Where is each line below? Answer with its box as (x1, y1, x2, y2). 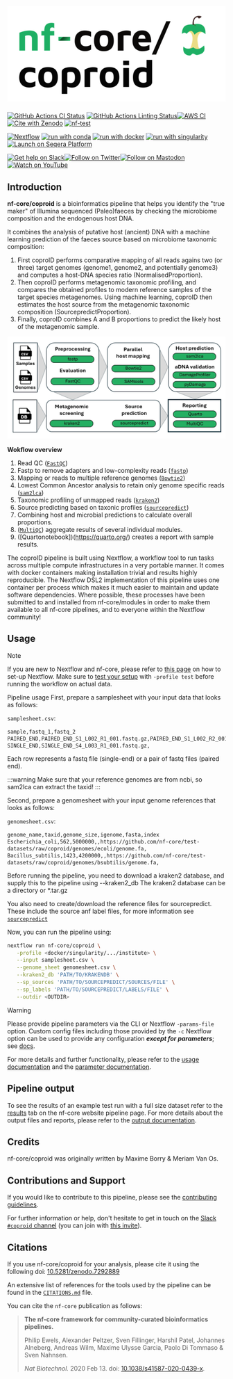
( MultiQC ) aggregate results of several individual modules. (17, 525, 182, 533)
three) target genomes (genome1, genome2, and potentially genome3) (17, 264, 218, 272)
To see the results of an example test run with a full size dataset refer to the (7, 1101, 223, 1109)
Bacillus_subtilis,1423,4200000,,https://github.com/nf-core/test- (7, 852, 207, 859)
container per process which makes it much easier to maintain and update (7, 583, 219, 591)
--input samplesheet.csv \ (16, 957, 95, 964)
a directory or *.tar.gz (7, 886, 68, 894)
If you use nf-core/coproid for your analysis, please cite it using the (7, 1259, 200, 1268)
